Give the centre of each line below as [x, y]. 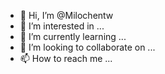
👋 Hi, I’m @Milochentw [66, 15]
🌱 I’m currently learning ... [73, 36]
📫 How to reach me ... [66, 58]
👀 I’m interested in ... [62, 26]
